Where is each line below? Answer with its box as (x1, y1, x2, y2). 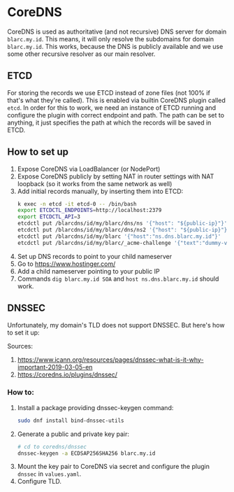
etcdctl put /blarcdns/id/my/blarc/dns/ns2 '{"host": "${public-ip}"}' (17, 227, 231, 234)
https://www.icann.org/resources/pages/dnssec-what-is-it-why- (17, 355, 204, 364)
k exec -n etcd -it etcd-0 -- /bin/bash (17, 200, 137, 207)
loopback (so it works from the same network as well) (17, 179, 173, 188)
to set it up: (7, 328, 40, 337)
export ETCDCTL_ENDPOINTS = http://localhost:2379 (17, 207, 162, 214)
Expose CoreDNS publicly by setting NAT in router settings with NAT (17, 172, 214, 181)
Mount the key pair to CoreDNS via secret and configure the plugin (17, 463, 210, 471)
